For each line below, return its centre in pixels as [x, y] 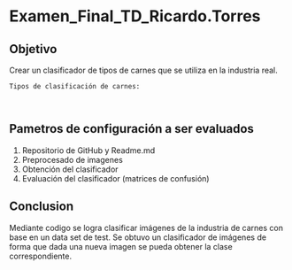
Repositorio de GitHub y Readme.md [88, 150]
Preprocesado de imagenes [73, 159]
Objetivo [33, 49]
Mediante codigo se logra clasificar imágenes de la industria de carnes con [146, 228]
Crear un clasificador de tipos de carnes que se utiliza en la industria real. [144, 70]
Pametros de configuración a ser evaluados [132, 129]
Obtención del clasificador [70, 169]
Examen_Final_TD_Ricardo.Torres [135, 16]
